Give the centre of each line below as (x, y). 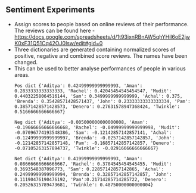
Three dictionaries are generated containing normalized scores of (95, 49)
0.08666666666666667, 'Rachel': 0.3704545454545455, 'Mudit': (93, 164)
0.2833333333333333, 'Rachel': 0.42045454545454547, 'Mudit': (93, 91)
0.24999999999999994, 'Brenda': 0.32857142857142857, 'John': (93, 174)
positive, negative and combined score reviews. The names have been (101, 55)
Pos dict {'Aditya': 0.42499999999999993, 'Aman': (78, 86)
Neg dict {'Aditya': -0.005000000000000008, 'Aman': (81, 122)
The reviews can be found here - (55, 30)
